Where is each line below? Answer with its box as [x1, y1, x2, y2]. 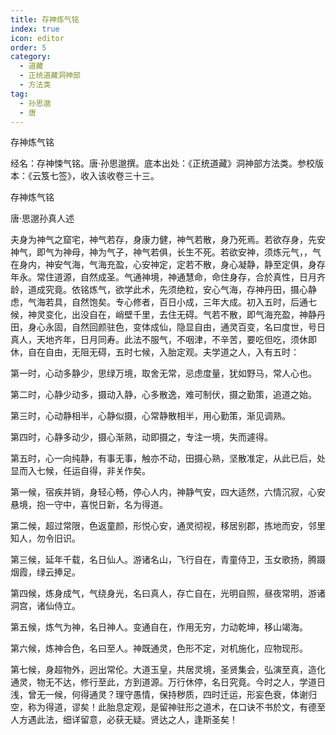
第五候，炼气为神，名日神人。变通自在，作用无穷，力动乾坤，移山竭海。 [10, 621, 308, 633]
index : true [10, 24, 60, 34]
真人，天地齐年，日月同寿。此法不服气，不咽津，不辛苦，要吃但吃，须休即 [10, 334, 317, 346]
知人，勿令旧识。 [10, 532, 81, 545]
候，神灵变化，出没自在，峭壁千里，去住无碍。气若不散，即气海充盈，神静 [10, 309, 317, 321]
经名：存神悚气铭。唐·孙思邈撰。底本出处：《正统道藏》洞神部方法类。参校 [10, 157, 316, 170]
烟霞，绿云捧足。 [10, 566, 81, 578]
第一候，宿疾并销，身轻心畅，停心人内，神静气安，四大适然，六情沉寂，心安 [10, 486, 326, 498]
